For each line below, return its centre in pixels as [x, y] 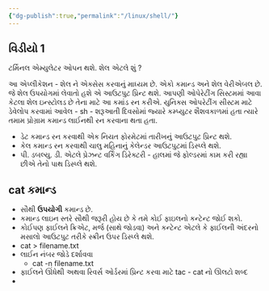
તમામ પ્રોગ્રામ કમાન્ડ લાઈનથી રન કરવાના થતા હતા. [83, 120]
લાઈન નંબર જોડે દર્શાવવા [57, 255]
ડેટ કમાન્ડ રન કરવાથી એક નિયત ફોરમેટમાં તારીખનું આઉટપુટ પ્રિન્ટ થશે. [126, 137]
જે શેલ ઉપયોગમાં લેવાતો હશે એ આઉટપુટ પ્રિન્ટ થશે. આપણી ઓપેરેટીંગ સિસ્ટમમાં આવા [135, 93]
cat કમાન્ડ [32, 190]
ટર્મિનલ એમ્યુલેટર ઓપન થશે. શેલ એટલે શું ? [75, 68]
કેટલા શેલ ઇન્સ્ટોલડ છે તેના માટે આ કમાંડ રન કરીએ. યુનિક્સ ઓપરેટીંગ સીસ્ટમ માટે [130, 103]
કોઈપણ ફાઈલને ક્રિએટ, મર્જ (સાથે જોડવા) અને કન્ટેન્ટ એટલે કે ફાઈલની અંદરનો [139, 228]
